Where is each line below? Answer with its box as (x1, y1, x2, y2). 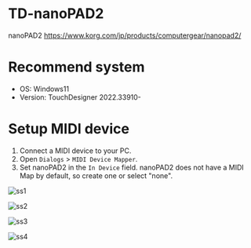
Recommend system (8, 58, 145, 76)
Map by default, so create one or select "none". (19, 170, 173, 181)
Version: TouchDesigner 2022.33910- (19, 92, 141, 102)
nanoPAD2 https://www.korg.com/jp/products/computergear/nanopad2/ (8, 31, 242, 40)
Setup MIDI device (8, 120, 129, 138)
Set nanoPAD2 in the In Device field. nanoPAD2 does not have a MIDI (19, 162, 245, 172)
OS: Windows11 (19, 84, 69, 93)
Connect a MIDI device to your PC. (19, 146, 132, 155)
